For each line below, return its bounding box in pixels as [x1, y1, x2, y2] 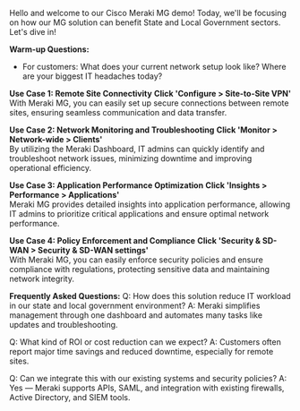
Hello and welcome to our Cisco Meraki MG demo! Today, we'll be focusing [9, 8, 287, 18]
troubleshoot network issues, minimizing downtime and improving [9, 153, 253, 164]
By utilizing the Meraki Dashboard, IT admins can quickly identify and [9, 143, 265, 154]
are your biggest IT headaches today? [21, 71, 163, 81]
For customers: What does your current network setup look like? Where [21, 62, 287, 72]
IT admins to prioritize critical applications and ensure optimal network [9, 209, 270, 218]
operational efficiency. [9, 163, 92, 173]
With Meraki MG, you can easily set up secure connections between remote [9, 98, 289, 108]
